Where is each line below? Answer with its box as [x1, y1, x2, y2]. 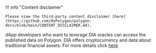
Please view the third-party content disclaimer [5, 14, 110, 19]
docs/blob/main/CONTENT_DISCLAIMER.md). [5, 23, 92, 28]
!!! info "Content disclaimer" [5, 5, 64, 10]
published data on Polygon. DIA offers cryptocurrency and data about [5, 37, 151, 43]
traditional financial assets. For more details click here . [5, 42, 119, 48]
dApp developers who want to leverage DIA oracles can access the [5, 32, 146, 37]
